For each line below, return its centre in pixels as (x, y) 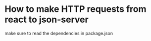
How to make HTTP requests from (75, 9)
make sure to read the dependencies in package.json (59, 33)
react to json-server (47, 20)
